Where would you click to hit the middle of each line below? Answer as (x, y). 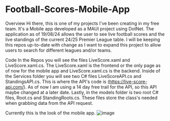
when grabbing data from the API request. (49, 103)
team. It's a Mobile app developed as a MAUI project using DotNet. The (80, 28)
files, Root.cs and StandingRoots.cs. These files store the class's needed (81, 98)
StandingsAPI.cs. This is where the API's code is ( (57, 82)
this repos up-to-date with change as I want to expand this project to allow (83, 45)
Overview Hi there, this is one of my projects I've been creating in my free (82, 23)
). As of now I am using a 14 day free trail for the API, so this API (90, 87)
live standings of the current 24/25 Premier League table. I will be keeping (83, 39)
